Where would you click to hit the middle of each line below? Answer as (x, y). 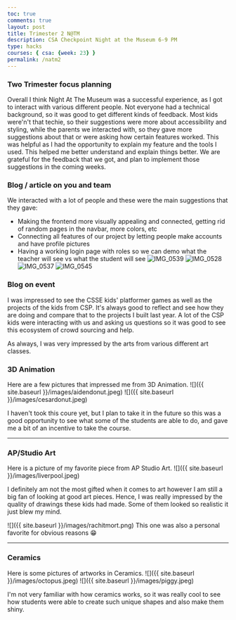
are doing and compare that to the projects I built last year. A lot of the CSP (116, 315)
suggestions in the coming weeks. (57, 167)
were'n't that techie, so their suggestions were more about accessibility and (117, 122)
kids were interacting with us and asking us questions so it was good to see (117, 322)
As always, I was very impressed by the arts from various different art (108, 343)
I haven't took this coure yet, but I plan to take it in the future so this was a (114, 413)
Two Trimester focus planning (60, 84)
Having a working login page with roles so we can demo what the (112, 251)
